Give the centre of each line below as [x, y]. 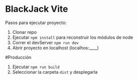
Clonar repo [25, 32]
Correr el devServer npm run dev [45, 42]
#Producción [18, 57]
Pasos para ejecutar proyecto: [36, 23]
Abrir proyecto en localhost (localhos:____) [56, 48]
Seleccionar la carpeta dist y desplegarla [55, 72]
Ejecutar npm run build [36, 67]
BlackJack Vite [37, 9]
